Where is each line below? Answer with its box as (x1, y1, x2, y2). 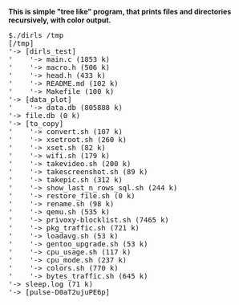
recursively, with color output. (8, 15, 111, 25)
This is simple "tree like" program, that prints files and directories (8, 7, 232, 16)
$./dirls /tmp (8, 31, 64, 39)
